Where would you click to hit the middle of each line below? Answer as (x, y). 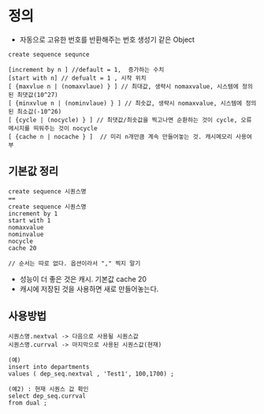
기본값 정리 (33, 172)
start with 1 (30, 220)
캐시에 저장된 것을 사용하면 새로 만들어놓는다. (89, 289)
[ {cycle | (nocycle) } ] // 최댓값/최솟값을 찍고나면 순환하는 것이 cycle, (123, 120)
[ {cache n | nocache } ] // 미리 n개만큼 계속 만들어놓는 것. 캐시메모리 (120, 136)
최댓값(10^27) (38, 95)
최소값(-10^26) (39, 111)
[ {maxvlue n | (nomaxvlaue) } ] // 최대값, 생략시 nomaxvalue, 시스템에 (123, 86)
